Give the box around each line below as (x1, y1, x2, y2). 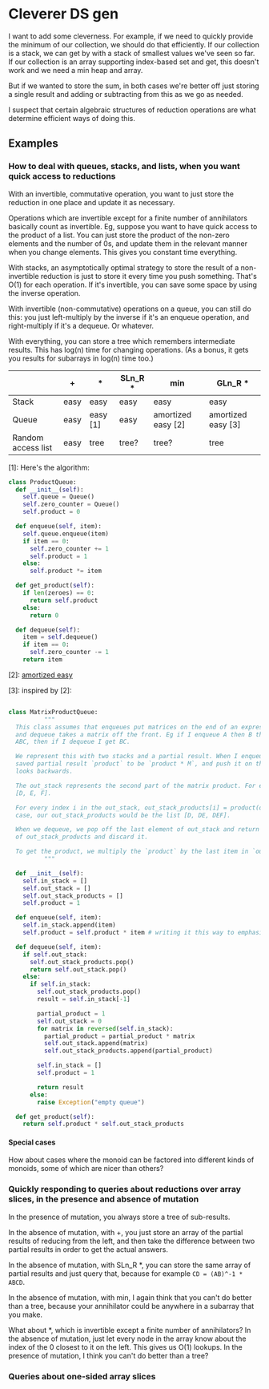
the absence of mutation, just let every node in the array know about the (8, 1334, 247, 1343)
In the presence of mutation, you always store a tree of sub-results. (8, 1212, 231, 1221)
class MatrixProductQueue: (8, 708, 98, 716)
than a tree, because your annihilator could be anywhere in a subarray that (8, 1301, 255, 1310)
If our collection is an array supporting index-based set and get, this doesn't (8, 57, 259, 67)
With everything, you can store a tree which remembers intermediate (8, 336, 235, 345)
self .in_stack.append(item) (22, 921, 116, 930)
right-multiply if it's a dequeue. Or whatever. (8, 321, 155, 330)
